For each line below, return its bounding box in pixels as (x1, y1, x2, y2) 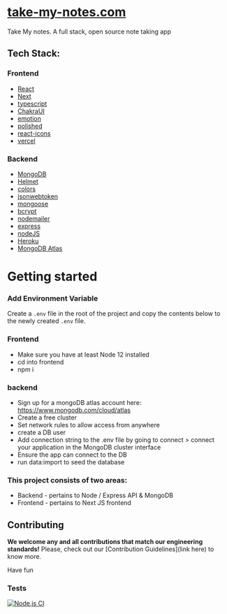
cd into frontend (17, 357, 64, 366)
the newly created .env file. (7, 317, 86, 325)
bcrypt (17, 207, 37, 215)
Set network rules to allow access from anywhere (17, 421, 161, 429)
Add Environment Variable (7, 294, 98, 304)
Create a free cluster (17, 413, 77, 422)
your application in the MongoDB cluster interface (17, 443, 161, 451)
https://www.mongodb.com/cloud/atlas (17, 406, 131, 414)
